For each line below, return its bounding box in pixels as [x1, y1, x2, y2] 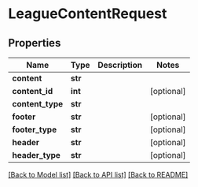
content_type [12, 99, 64, 109]
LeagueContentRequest [8, 5, 167, 23]
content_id [12, 86, 53, 96]
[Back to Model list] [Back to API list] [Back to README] [8, 170, 189, 179]
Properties [8, 36, 61, 50]
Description [97, 60, 143, 70]
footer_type [12, 124, 57, 135]
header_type [12, 150, 61, 160]
